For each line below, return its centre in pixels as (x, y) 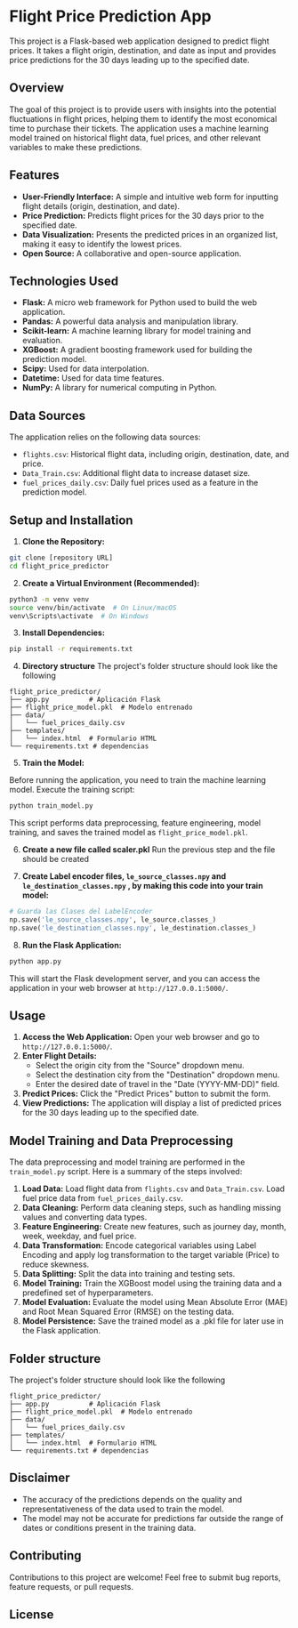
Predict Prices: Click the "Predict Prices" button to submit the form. (146, 1094)
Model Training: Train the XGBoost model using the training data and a (152, 1284)
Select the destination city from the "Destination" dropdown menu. (157, 1075)
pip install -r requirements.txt (71, 649)
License (32, 1615)
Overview (37, 88)
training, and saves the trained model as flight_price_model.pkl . (129, 833)
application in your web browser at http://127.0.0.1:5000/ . (119, 987)
